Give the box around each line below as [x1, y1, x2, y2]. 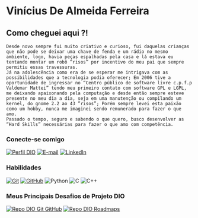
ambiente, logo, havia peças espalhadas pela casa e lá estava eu [6, 54, 174, 60]
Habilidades [6, 163, 41, 172]
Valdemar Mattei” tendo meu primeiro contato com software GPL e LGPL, [6, 85, 187, 91]
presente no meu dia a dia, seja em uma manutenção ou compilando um [6, 96, 182, 102]
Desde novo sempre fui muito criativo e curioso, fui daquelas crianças [6, 43, 190, 49]
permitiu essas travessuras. [6, 64, 78, 70]
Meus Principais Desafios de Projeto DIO [6, 192, 125, 200]
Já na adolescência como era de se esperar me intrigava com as [6, 69, 168, 75]
